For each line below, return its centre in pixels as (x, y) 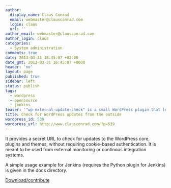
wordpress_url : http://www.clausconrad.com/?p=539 (60, 124)
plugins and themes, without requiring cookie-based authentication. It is (81, 144)
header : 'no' (19, 67)
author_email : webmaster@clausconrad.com (50, 34)
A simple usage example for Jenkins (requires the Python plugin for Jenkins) (85, 165)
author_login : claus (27, 39)
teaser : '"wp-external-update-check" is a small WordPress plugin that (83, 110)
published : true (22, 77)
